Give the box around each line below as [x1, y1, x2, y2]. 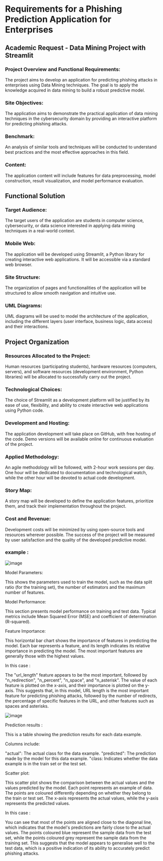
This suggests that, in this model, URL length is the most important [15, 687, 149, 693]
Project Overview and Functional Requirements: [5, 66, 121, 73]
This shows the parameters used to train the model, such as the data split [5, 579, 152, 585]
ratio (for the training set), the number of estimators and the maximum [5, 584, 145, 590]
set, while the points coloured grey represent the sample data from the [5, 835, 147, 841]
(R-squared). [5, 619, 31, 624]
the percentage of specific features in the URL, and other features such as [5, 698, 154, 703]
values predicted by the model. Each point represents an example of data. [5, 784, 153, 791]
